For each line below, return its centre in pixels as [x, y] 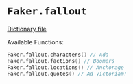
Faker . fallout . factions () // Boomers [61, 61]
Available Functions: [35, 42]
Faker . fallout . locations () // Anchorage [66, 67]
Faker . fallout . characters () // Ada [58, 55]
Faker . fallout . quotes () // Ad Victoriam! [67, 74]
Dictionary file [27, 29]
